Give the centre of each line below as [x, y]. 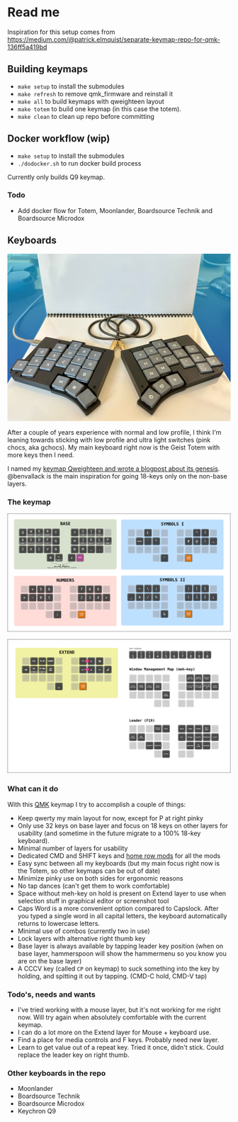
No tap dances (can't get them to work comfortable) [93, 886]
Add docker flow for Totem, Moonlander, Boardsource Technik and [115, 210]
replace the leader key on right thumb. [73, 1055]
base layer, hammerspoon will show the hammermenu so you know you [122, 954]
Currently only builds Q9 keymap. [56, 177]
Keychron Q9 [37, 1111]
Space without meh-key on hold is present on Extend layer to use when [122, 893]
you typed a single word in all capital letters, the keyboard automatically [122, 916]
